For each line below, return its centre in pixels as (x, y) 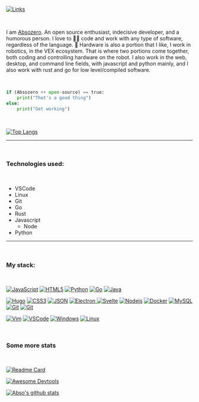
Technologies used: (35, 164)
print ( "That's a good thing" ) (54, 98)
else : (13, 103)
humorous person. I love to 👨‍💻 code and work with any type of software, (94, 38)
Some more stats (31, 346)
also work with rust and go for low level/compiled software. (78, 70)
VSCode (25, 188)
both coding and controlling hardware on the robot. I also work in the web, (97, 57)
